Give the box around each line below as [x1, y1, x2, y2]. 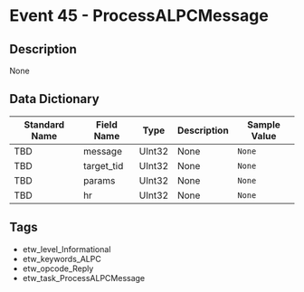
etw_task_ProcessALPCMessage [22, 272, 146, 283]
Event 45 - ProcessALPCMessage [9, 5, 269, 26]
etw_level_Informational [22, 243, 111, 254]
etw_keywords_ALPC [22, 253, 101, 264]
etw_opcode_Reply [22, 263, 94, 274]
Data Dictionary [9, 91, 100, 107]
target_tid [82, 159, 124, 172]
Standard [24, 118, 65, 131]
